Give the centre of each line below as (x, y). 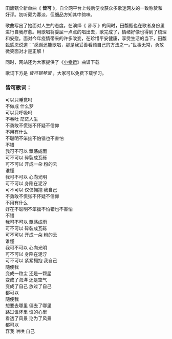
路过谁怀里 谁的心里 (26, 312)
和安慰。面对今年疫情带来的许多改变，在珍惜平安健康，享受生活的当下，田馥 (86, 38)
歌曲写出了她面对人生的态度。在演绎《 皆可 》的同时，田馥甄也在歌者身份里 (85, 25)
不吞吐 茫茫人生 (22, 119)
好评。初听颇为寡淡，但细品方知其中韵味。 (50, 14)
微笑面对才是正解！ (26, 51)
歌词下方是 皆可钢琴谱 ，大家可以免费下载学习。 (56, 73)
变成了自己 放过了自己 (28, 286)
